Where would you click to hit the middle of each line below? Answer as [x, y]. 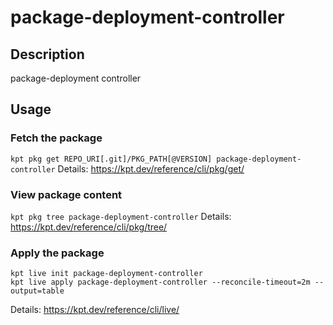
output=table [37, 291]
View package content [66, 194]
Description [47, 54]
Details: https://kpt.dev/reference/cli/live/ [95, 310]
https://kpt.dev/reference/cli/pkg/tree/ [89, 227]
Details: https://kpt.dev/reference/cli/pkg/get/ [151, 168]
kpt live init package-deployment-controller [106, 274]
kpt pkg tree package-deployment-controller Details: [121, 216]
